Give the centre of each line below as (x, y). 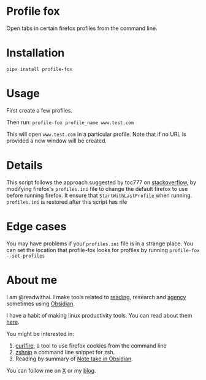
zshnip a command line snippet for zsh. (65, 352)
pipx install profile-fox (39, 69)
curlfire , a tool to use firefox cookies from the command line (91, 345)
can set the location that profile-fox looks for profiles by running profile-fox (103, 250)
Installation (36, 53)
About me (32, 280)
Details (25, 165)
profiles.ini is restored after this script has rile (67, 202)
